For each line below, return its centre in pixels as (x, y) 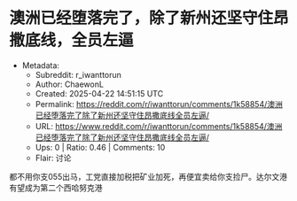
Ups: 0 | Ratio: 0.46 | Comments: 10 (100, 147)
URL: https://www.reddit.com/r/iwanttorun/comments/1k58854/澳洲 (159, 126)
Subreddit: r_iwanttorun (78, 74)
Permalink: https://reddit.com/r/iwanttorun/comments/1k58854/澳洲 (159, 104)
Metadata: (41, 65)
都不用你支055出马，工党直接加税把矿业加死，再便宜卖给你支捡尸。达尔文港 (148, 176)
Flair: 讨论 (53, 158)
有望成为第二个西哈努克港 (56, 188)
